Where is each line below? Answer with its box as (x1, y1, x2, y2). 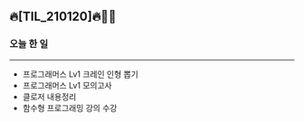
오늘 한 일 (9, 38, 48, 51)
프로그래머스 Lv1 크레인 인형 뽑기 (22, 69, 138, 80)
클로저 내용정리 (22, 91, 77, 102)
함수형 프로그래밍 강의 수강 (22, 102, 118, 113)
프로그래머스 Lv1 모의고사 (22, 80, 112, 90)
